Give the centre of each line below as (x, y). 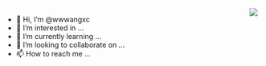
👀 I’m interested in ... (50, 28)
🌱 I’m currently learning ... (59, 36)
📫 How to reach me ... (53, 54)
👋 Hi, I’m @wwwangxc (53, 19)
